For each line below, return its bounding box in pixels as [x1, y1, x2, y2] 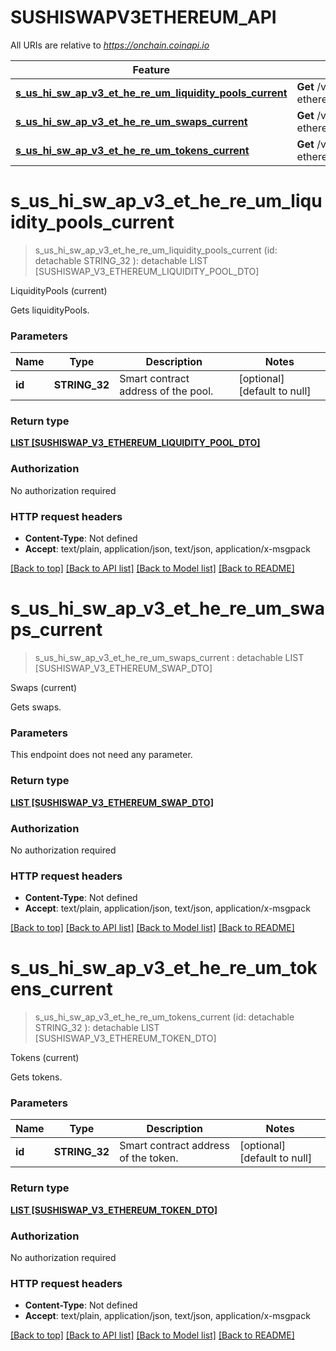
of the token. [119, 1151, 179, 1165]
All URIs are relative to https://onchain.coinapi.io [10, 39, 210, 51]
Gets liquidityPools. [10, 304, 90, 316]
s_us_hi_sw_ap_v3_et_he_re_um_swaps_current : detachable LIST [34, 652, 305, 663]
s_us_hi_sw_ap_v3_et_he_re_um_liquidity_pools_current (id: [34, 244, 278, 256]
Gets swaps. [10, 701, 62, 713]
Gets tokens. [10, 1071, 63, 1083]
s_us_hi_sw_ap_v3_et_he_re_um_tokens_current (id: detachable [34, 1011, 295, 1023]
